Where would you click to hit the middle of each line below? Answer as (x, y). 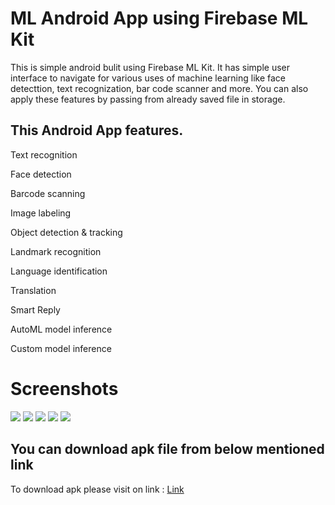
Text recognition (44, 154)
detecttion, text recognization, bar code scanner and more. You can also (159, 88)
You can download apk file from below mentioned (167, 449)
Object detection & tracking (66, 232)
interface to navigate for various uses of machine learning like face (148, 78)
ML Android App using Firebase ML (159, 18)
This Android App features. (97, 130)
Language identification (59, 271)
